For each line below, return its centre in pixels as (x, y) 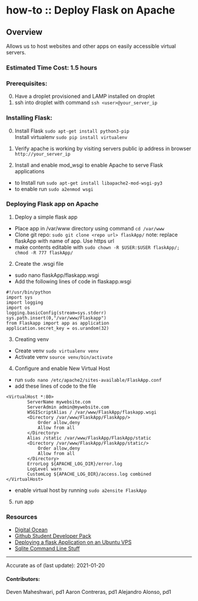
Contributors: (23, 579)
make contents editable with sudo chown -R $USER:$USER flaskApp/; (97, 247)
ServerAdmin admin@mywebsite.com (68, 407)
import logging (25, 302)
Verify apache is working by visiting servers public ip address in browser (103, 148)
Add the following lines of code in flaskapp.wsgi (73, 281)
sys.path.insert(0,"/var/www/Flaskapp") (57, 318)
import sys (19, 297)
